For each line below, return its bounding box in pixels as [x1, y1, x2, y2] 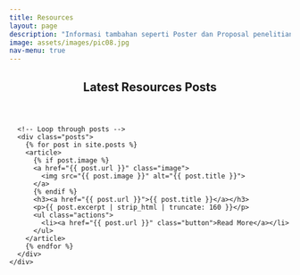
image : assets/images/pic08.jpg [9, 37, 129, 47]
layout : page [9, 21, 58, 30]
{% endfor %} [25, 242, 74, 251]
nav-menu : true [9, 46, 66, 55]
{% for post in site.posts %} [25, 140, 138, 149]
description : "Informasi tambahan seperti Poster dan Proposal [9, 29, 250, 38]
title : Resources [9, 12, 74, 22]
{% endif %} [32, 187, 78, 196]
